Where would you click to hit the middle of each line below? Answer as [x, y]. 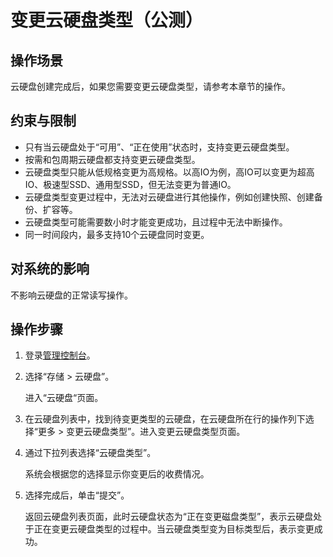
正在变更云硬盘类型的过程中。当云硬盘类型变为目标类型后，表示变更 [174, 529]
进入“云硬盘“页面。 [64, 398]
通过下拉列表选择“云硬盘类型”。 [90, 453]
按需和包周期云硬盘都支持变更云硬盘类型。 [112, 159]
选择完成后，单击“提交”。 [77, 495]
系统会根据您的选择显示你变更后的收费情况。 [117, 474]
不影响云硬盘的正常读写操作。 [71, 295]
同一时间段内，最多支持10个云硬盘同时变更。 [117, 234]
